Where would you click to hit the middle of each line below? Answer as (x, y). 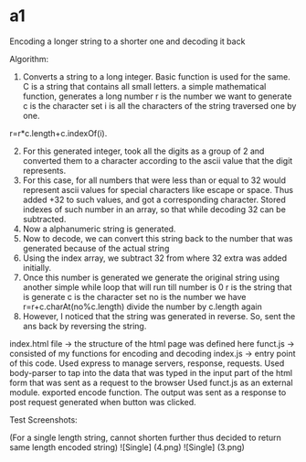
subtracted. (44, 219)
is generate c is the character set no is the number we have (134, 296)
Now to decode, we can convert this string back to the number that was (158, 238)
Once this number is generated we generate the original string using (151, 277)
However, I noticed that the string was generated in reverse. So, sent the (159, 316)
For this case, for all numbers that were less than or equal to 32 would (154, 180)
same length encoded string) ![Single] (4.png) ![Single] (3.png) (127, 447)
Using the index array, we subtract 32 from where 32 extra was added (155, 258)
